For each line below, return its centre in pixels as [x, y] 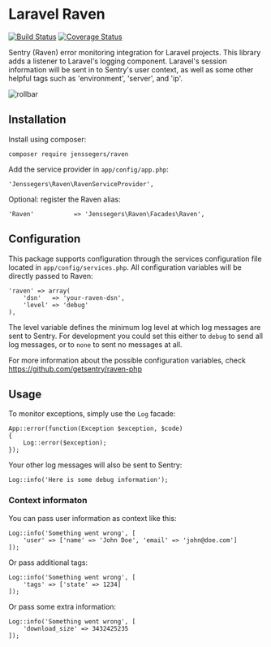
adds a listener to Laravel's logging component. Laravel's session [118, 61]
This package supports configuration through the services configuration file [135, 258]
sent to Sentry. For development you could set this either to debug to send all [136, 336]
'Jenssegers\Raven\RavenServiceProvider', [81, 184]
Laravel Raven [57, 14]
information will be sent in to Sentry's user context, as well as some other [131, 69]
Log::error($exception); [65, 443]
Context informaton [48, 501]
